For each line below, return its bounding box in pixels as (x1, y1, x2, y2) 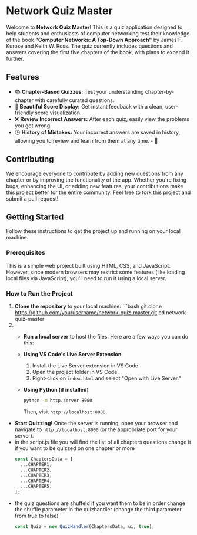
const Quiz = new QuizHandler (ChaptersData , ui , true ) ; (14, 523, 155, 529)
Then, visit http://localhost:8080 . (23, 408, 108, 415)
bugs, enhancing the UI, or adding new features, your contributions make (6, 182, 183, 189)
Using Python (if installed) (23, 386, 89, 393)
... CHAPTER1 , (20, 461, 52, 467)
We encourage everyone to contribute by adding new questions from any (6, 170, 183, 177)
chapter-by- (145, 88, 175, 95)
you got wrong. (14, 122, 52, 129)
